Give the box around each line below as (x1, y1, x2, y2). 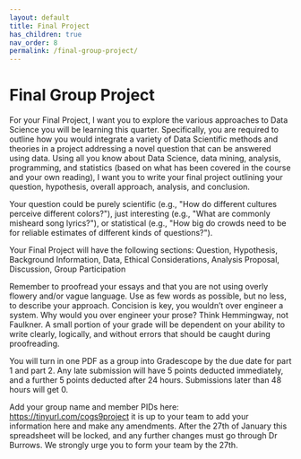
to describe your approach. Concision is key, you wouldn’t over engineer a (9, 300, 284, 311)
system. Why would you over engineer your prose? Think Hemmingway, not (9, 310, 289, 321)
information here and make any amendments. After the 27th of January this (9, 420, 288, 431)
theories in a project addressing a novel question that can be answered (9, 143, 271, 154)
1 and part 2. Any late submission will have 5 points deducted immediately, (9, 365, 284, 377)
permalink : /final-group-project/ (9, 47, 139, 56)
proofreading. (9, 338, 60, 350)
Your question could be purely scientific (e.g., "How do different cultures (9, 199, 278, 210)
